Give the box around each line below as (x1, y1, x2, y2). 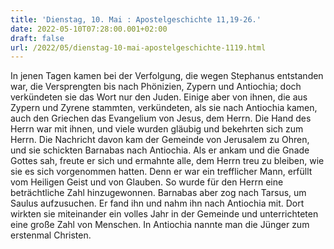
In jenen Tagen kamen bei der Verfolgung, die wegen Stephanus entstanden (10, 70, 324, 82)
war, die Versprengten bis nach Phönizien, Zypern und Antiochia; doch (10, 81, 302, 93)
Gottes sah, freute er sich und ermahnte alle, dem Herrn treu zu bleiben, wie (10, 155, 325, 167)
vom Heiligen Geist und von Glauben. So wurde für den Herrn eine (10, 176, 284, 188)
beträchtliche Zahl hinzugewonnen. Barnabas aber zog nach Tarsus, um (10, 187, 307, 199)
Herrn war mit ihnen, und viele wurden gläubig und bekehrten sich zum (10, 123, 304, 135)
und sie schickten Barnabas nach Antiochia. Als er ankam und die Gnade (10, 144, 310, 156)
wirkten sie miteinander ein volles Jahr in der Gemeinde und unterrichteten (10, 208, 319, 220)
